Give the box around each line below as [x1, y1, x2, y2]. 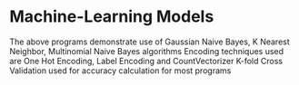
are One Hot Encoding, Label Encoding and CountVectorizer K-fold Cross [9, 55, 284, 66]
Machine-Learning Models [9, 6, 214, 27]
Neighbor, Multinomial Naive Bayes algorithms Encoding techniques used [9, 45, 284, 56]
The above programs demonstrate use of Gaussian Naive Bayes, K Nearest [9, 36, 291, 47]
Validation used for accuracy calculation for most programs [9, 65, 232, 76]
